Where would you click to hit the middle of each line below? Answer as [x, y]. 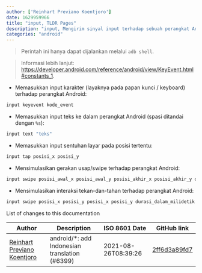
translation [65, 253]
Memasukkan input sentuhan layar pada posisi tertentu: [84, 145]
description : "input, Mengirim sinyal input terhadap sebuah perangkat [98, 29]
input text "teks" [29, 134]
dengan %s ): [29, 123]
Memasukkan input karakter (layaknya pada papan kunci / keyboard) [100, 87]
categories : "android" [35, 34]
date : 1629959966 [28, 17]
